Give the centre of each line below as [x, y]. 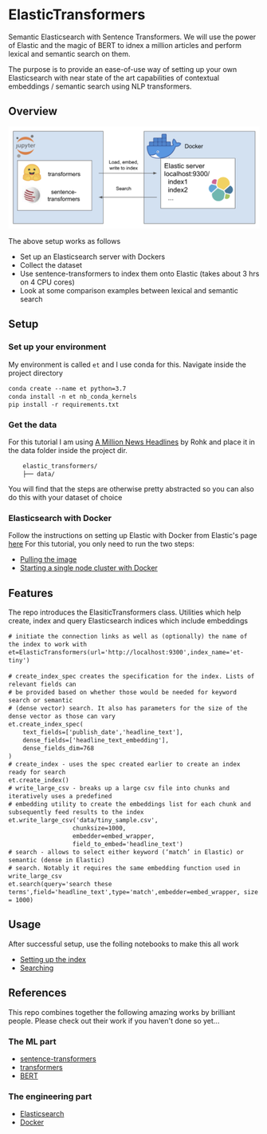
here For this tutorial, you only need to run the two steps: [102, 544]
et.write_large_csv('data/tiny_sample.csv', [83, 821]
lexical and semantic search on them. [69, 54]
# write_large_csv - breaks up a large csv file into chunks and [119, 789]
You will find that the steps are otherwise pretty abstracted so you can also [132, 488]
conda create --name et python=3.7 [67, 388]
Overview [33, 111]
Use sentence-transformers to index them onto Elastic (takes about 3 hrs [139, 274]
